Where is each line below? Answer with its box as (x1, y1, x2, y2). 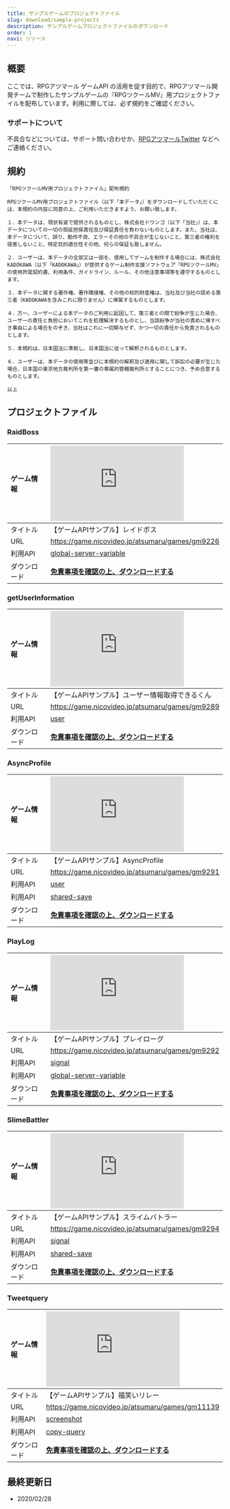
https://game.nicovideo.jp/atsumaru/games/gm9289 (50, 702, 220, 711)
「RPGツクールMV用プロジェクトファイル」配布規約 (7, 186, 130, 193)
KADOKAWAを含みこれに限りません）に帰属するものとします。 (22, 297, 169, 304)
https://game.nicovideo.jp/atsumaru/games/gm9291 (50, 868, 220, 877)
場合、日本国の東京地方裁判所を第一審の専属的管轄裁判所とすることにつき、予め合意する (7, 366, 221, 373)
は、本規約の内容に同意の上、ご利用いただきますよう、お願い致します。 (7, 206, 180, 213)
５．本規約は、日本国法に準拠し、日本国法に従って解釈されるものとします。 (7, 345, 190, 352)
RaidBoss (7, 428, 40, 437)
